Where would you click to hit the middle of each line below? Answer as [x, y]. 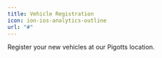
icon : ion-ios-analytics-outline [57, 21]
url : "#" [20, 27]
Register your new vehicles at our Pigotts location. [81, 47]
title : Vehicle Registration [51, 14]
